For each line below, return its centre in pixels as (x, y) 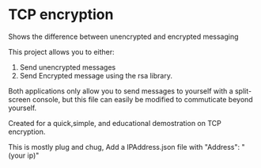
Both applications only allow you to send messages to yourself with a (121, 91)
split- (243, 91)
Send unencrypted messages (68, 67)
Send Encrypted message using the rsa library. (96, 75)
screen (20, 99)
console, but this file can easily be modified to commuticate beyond (142, 99)
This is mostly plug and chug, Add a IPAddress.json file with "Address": (124, 147)
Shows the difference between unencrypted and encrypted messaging (123, 36)
